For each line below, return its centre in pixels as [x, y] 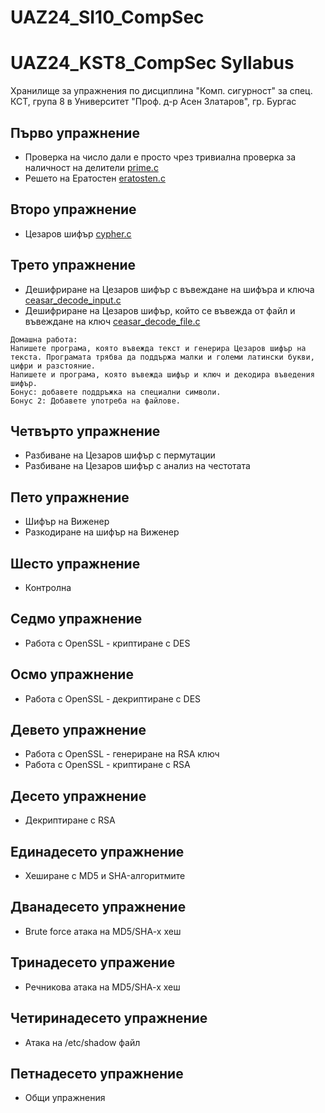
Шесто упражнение [75, 563]
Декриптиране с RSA [70, 820]
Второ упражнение [73, 209]
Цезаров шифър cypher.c [78, 233]
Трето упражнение [73, 265]
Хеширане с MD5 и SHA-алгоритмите [105, 876]
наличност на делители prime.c [91, 167]
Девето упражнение [78, 730]
